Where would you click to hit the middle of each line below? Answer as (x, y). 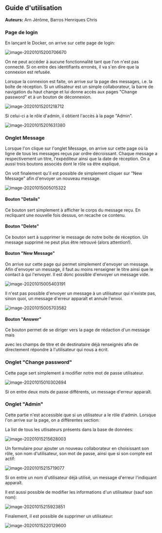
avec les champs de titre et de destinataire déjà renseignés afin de (72, 344)
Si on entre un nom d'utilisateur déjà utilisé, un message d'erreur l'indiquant (81, 477)
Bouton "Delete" (22, 226)
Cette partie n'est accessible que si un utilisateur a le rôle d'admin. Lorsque (81, 415)
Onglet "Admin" (24, 404)
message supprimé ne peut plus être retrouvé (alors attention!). (69, 242)
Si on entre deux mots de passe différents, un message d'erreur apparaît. (79, 391)
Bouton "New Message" (30, 253)
